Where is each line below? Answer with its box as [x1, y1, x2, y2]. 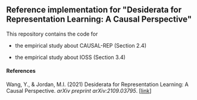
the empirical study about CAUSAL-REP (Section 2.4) [14, 42, 147, 49]
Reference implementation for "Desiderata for [6, 5, 182, 15]
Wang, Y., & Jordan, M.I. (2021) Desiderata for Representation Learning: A [6, 81, 189, 88]
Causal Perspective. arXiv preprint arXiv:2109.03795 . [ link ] [6, 87, 152, 95]
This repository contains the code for [6, 30, 98, 37]
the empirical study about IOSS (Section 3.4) [14, 54, 126, 61]
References [6, 67, 36, 75]
